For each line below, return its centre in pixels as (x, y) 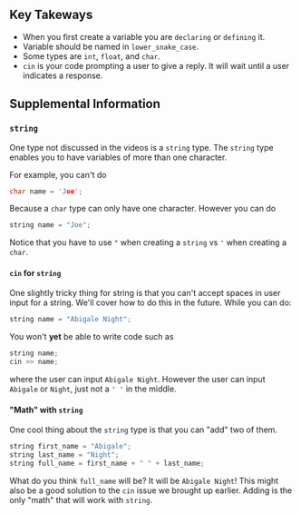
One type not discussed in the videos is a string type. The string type (141, 147)
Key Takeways (51, 15)
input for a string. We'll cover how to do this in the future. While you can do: (150, 302)
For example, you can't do (58, 174)
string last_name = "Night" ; (64, 455)
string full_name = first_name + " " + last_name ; (107, 464)
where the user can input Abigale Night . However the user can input (137, 380)
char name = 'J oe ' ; (46, 191)
